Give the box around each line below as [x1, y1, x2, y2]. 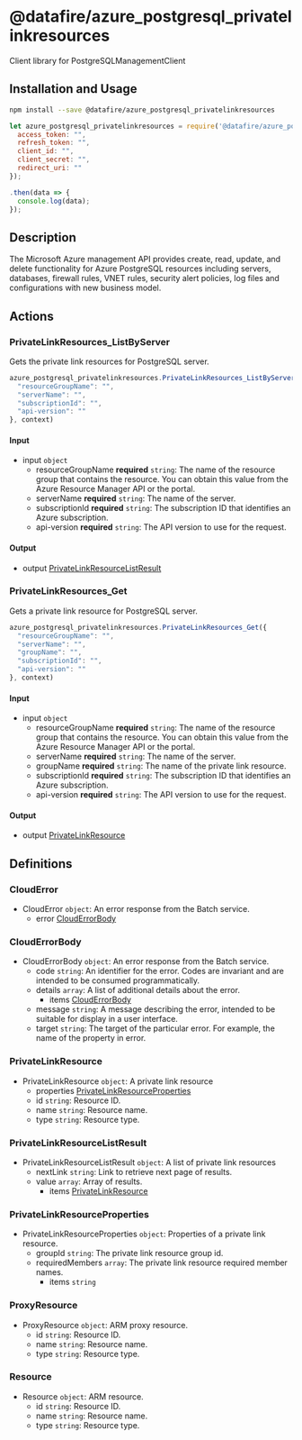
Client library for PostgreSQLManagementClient [9, 55, 186, 66]
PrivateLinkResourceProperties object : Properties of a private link [22, 1228, 266, 1240]
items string [49, 1277, 96, 1288]
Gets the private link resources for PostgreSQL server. [9, 356, 209, 367]
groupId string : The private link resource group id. [35, 1248, 224, 1259]
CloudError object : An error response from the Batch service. [22, 904, 250, 915]
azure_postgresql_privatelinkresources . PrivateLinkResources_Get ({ [9, 623, 268, 632]
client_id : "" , [17, 147, 75, 156]
